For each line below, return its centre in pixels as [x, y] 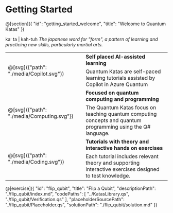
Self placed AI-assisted [116, 57]
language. [98, 133]
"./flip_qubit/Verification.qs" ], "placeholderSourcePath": [65, 199]
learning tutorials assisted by [120, 78]
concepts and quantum [114, 120]
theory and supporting [113, 163]
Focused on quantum [112, 93]
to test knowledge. [108, 175]
